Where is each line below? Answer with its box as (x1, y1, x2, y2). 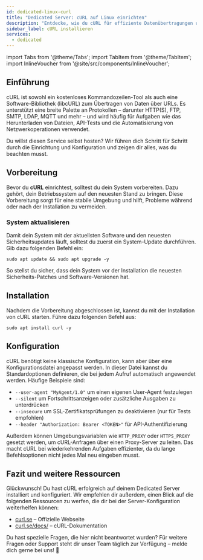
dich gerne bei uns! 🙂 (6, 547, 59, 554)
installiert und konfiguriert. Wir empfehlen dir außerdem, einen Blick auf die (6, 491, 194, 498)
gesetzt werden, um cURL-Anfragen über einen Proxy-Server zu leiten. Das (6, 439, 193, 446)
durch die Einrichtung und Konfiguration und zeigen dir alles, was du (6, 143, 177, 151)
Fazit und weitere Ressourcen (6, 469, 121, 479)
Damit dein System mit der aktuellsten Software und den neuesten (6, 231, 171, 239)
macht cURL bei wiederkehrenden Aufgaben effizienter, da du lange (6, 445, 176, 452)
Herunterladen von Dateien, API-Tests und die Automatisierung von (6, 119, 173, 126)
